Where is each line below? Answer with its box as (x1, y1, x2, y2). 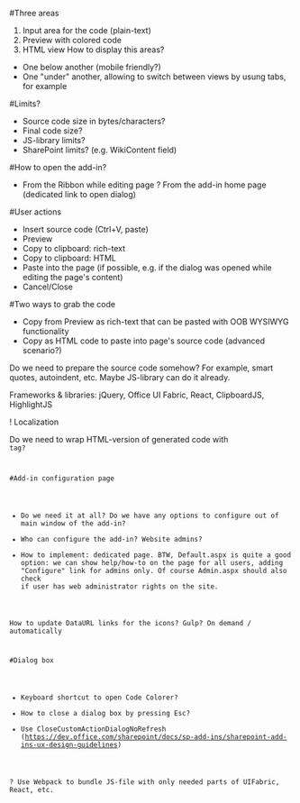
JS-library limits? (22, 135, 86, 145)
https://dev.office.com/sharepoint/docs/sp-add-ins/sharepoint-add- (24, 733, 287, 742)
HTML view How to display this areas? (22, 44, 165, 55)
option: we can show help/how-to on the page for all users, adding (21, 558, 284, 567)
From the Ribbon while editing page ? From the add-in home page (22, 179, 268, 190)
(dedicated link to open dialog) (22, 189, 137, 199)
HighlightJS (9, 399, 52, 409)
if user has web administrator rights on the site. (21, 581, 219, 591)
